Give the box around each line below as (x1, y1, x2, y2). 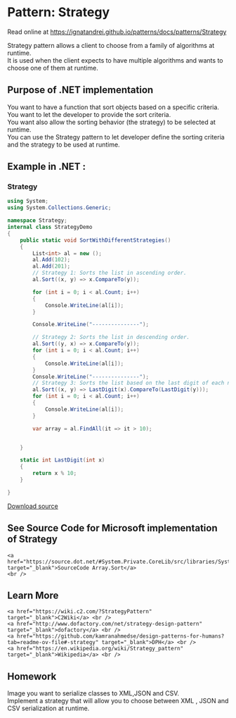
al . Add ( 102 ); (32, 256, 71, 264)
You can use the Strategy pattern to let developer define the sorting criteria (7, 132, 225, 141)
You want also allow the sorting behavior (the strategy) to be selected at (7, 118, 216, 126)
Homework (7, 670, 57, 682)
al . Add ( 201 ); (32, 263, 71, 270)
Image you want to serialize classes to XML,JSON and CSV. (7, 689, 180, 698)
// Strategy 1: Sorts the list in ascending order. (32, 269, 188, 277)
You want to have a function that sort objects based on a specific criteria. (7, 103, 220, 111)
